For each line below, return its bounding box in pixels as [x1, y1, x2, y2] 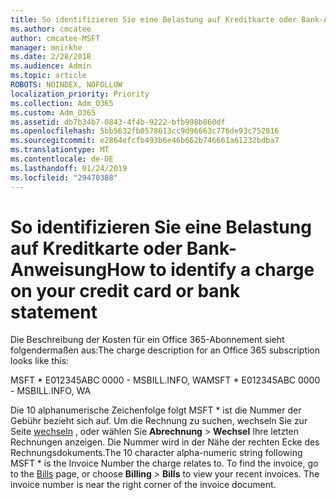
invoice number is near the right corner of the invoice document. [10, 479, 277, 491]
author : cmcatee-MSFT [10, 33, 101, 43]
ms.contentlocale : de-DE [10, 154, 114, 164]
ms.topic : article [10, 71, 87, 81]
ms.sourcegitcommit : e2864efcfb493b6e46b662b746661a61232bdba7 [10, 136, 280, 146]
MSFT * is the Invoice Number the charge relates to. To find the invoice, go [10, 457, 319, 470]
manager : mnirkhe [10, 42, 83, 53]
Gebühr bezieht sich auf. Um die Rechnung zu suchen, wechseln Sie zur [10, 415, 308, 427]
